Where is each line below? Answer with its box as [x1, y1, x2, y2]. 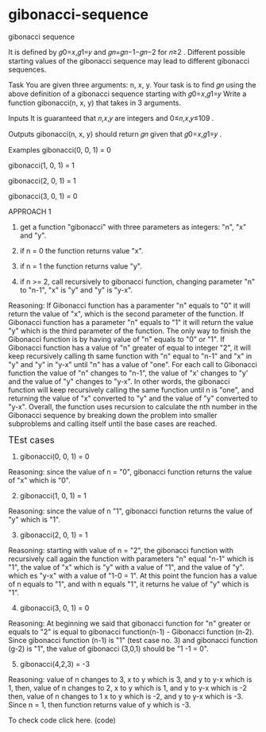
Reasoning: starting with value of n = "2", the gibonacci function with [8, 545, 234, 555]
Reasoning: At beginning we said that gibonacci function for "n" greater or [8, 618, 251, 628]
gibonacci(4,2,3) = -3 [19, 659, 90, 668]
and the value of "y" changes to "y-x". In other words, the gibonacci [8, 376, 230, 386]
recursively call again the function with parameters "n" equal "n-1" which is [8, 554, 254, 564]
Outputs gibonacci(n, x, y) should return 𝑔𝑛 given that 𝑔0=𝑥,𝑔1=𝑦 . [8, 129, 222, 138]
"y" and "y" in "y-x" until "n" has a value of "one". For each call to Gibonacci [8, 359, 258, 369]
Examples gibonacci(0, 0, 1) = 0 [8, 145, 111, 154]
